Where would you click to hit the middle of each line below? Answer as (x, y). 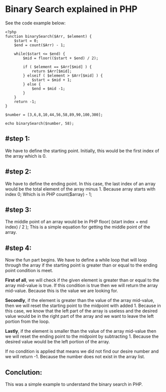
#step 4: (18, 248)
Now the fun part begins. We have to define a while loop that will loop (76, 260)
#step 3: (18, 210)
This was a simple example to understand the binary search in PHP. (74, 384)
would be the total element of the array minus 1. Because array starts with (80, 189)
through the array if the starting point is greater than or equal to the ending (81, 265)
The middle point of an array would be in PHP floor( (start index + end (76, 222)
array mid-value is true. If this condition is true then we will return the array (82, 286)
